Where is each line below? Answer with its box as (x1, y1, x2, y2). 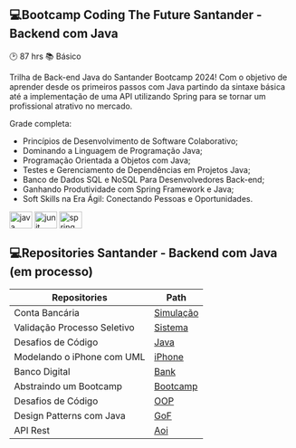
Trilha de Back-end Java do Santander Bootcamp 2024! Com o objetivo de (9, 71, 288, 82)
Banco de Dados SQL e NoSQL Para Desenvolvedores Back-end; (22, 174, 265, 185)
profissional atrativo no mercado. (9, 100, 133, 111)
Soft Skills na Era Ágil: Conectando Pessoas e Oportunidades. (22, 193, 253, 204)
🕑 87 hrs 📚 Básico (9, 51, 81, 62)
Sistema (153, 320, 188, 333)
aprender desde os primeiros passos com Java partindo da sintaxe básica (9, 81, 286, 92)
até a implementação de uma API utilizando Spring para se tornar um (9, 91, 267, 101)
